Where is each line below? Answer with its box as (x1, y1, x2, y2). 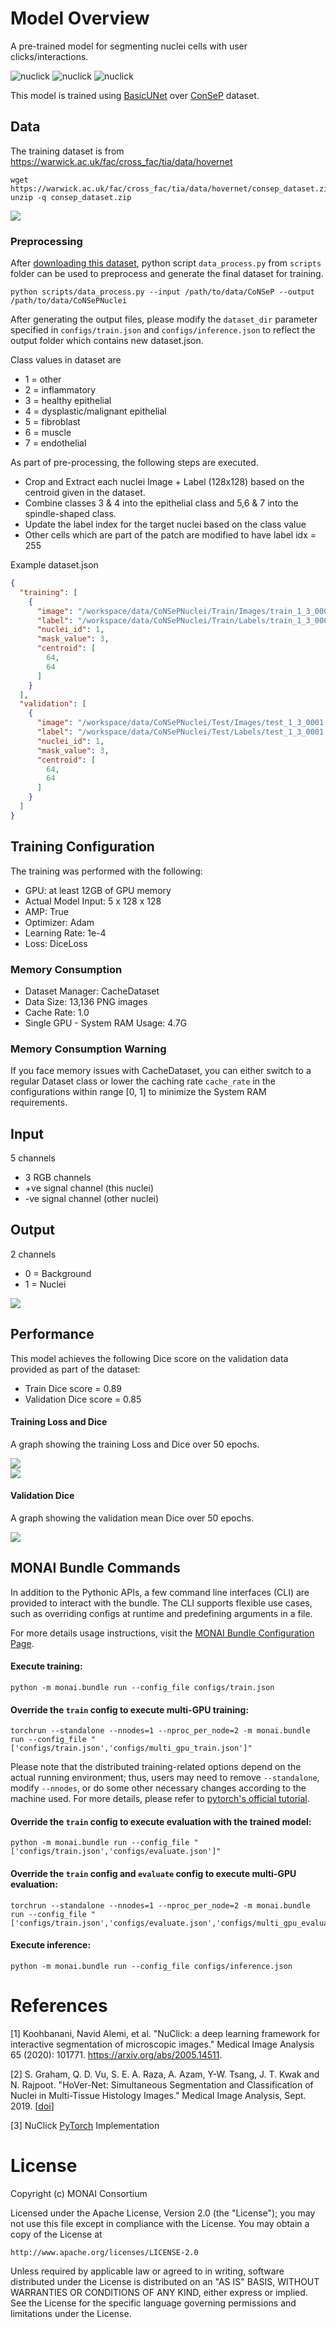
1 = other (24, 373, 62, 386)
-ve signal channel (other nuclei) (24, 1193, 160, 1205)
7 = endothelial (24, 437, 87, 449)
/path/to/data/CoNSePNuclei (10, 296, 128, 306)
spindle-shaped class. (24, 508, 117, 520)
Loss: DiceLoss (24, 937, 88, 949)
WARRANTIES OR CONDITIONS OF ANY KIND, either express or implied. (10, 2286, 308, 2298)
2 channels (10, 1248, 57, 1260)
